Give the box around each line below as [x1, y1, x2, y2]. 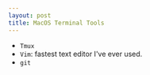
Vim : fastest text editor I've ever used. [19, 49, 143, 58]
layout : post [8, 11, 52, 20]
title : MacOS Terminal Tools [8, 19, 105, 27]
